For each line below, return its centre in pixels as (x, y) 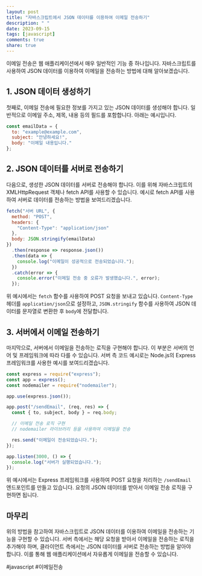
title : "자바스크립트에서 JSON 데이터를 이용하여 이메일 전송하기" (78, 17)
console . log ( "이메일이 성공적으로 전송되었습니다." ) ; (76, 261)
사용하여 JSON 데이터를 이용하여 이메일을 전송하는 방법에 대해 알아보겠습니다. (98, 70)
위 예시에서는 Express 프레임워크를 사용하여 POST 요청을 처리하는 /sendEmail (99, 480)
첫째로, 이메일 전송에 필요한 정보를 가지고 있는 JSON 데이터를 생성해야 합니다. (98, 107)
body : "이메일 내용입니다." (42, 143)
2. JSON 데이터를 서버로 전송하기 (65, 169)
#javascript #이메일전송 (35, 567)
